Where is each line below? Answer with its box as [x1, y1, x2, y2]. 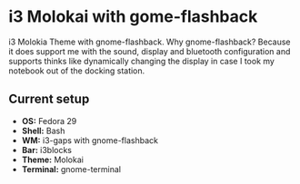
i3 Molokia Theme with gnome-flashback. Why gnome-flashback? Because [8, 36, 291, 47]
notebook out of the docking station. [8, 65, 145, 76]
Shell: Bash [21, 125, 65, 136]
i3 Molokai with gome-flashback [8, 6, 258, 27]
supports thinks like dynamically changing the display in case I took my [8, 55, 275, 66]
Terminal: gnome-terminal [21, 163, 122, 174]
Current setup [8, 92, 90, 107]
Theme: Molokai [21, 154, 84, 165]
